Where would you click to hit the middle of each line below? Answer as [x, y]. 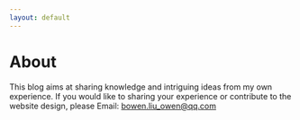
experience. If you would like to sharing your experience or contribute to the [150, 96]
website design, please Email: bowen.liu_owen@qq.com [113, 106]
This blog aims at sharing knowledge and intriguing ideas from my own [141, 87]
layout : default [40, 17]
